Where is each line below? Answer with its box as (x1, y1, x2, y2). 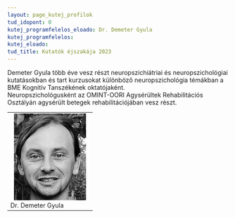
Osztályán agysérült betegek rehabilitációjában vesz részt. (7, 98, 177, 107)
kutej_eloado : (7, 41, 49, 48)
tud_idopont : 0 (7, 18, 52, 26)
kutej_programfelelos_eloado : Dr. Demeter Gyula (7, 26, 153, 33)
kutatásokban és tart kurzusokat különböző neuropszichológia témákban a (7, 76, 224, 84)
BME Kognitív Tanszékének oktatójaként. (7, 83, 125, 91)
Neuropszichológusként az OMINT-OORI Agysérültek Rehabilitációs (7, 91, 203, 99)
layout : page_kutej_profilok (7, 11, 93, 18)
